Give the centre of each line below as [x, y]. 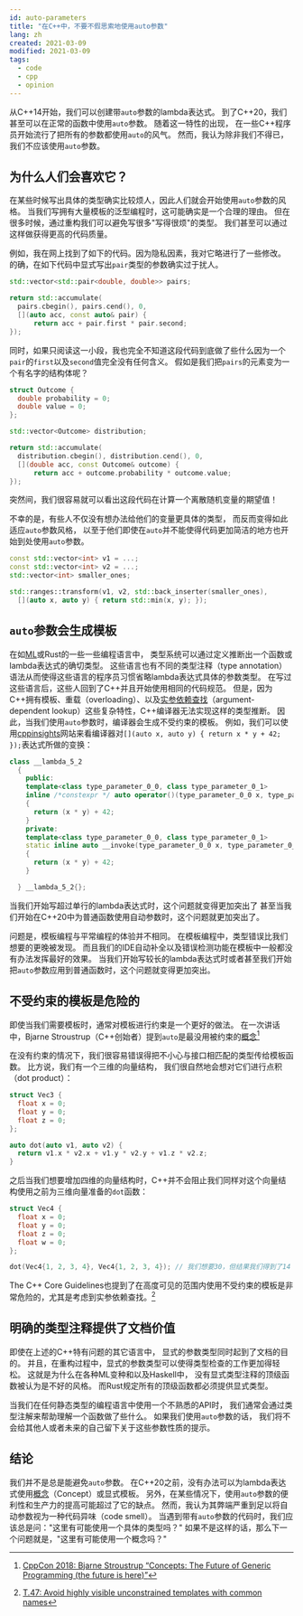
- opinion [36, 85]
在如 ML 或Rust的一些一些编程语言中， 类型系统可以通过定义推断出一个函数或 [151, 654]
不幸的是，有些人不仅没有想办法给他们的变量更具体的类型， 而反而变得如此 [149, 519]
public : [40, 778]
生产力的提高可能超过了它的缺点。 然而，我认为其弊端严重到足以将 [156, 1505]
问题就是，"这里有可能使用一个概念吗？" [92, 1538]
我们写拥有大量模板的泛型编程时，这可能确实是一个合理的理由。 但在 [162, 211]
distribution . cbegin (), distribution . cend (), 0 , [110, 456]
